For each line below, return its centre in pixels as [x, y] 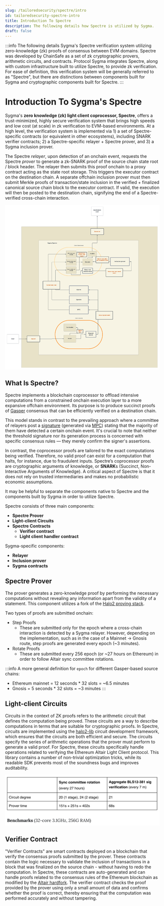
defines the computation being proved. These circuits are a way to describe [82, 721]
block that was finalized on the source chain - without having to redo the [78, 867]
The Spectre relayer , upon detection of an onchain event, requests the [76, 156]
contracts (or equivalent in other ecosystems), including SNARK [86, 136]
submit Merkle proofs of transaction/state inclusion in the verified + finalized [82, 182]
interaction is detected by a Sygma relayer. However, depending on [87, 633]
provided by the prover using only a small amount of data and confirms [77, 887]
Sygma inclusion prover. [29, 147]
